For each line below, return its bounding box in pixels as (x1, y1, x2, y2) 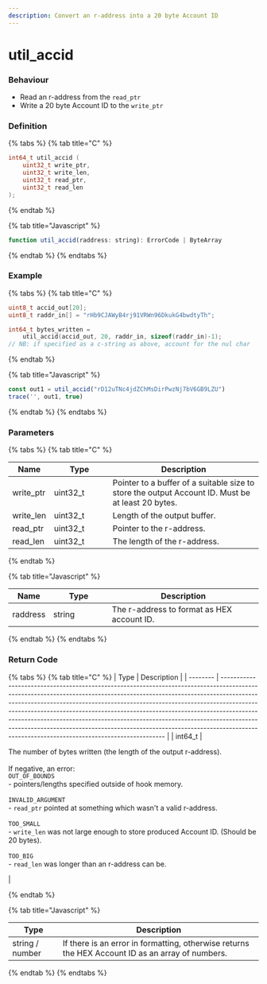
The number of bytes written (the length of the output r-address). (8, 746, 222, 756)
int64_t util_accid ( (8, 154, 80, 162)
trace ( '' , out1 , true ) (8, 393, 83, 401)
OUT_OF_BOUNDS (8, 772, 56, 780)
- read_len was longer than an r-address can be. (8, 859, 167, 869)
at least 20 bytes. (112, 498, 177, 509)
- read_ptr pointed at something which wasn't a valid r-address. (8, 803, 218, 812)
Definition (8, 121, 48, 132)
